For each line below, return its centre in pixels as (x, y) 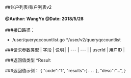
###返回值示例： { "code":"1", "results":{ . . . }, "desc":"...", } (65, 71)
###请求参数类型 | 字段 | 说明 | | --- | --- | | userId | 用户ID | (65, 50)
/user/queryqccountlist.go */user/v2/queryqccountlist (66, 40)
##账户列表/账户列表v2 (28, 7)
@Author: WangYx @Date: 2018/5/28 (44, 19)
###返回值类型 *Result (28, 60)
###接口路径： (20, 30)
